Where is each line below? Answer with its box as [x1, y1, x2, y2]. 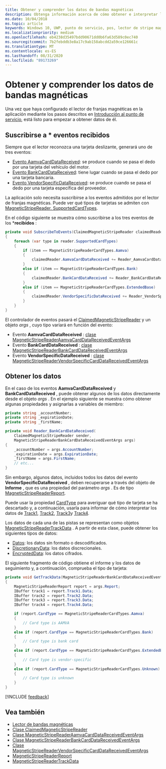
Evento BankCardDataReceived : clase [12, 342, 92, 348]
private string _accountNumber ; [5, 410, 72, 415]
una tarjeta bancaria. [12, 175, 55, 181]
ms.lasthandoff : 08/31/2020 [5, 53, 63, 58]
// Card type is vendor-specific [23, 657, 92, 662]
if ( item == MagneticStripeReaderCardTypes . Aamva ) [23, 248, 129, 253]
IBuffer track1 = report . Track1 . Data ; [14, 588, 94, 593]
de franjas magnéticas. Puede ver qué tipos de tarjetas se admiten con [5, 200, 149, 206]
